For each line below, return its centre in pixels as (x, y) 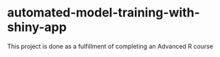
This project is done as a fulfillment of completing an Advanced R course (110, 46)
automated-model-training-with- (104, 13)
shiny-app (37, 27)
